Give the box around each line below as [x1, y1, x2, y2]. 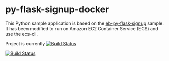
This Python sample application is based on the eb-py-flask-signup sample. [5, 20, 164, 26]
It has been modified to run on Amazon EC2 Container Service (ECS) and [5, 25, 158, 31]
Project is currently [5, 40, 45, 46]
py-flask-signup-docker [5, 4, 109, 15]
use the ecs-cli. [5, 31, 38, 37]
